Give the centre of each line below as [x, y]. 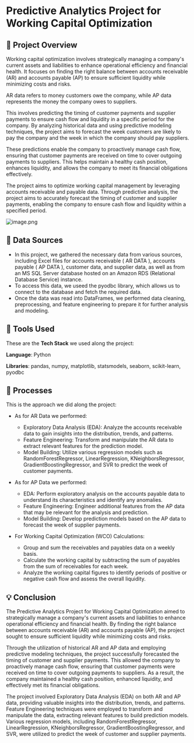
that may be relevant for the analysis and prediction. [86, 512]
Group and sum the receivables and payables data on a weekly [99, 548]
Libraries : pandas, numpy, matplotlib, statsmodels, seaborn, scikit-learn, [93, 366]
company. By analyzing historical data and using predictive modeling [89, 125]
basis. [30, 554]
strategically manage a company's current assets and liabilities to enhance [96, 618]
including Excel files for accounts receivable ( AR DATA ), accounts [95, 261]
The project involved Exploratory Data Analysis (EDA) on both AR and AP [93, 697]
